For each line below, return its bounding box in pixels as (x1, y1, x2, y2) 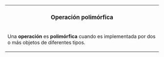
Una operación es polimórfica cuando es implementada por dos (7, 33, 156, 39)
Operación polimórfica (50, 14, 114, 21)
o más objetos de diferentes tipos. (7, 39, 85, 46)
